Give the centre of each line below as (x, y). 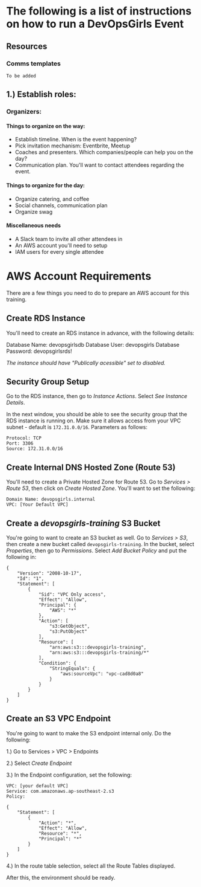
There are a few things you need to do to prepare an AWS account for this (98, 293)
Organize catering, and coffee (52, 199)
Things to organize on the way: (46, 126)
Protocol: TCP (24, 438)
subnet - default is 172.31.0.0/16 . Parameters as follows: (77, 427)
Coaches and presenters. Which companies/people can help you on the (104, 152)
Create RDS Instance (46, 318)
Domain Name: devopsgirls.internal (51, 500)
